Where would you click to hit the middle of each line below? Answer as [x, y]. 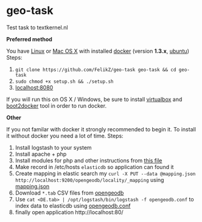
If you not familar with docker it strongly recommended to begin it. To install [101, 129]
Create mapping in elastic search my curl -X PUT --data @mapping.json [105, 173]
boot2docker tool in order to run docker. [57, 106]
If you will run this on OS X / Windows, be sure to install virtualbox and [94, 99]
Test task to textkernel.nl [37, 27]
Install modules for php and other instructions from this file [89, 160]
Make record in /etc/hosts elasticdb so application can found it [94, 167]
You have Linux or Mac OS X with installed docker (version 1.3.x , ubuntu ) [98, 51]
